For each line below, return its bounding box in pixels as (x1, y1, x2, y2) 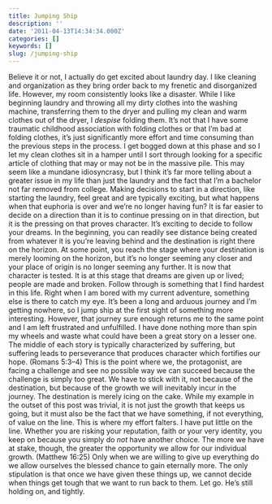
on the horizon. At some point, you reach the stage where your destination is (8, 245, 265, 254)
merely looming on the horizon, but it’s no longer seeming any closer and (8, 254, 253, 263)
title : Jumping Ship (8, 11, 79, 20)
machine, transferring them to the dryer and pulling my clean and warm (8, 106, 248, 116)
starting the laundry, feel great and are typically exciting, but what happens (8, 193, 260, 202)
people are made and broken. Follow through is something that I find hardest (8, 280, 265, 289)
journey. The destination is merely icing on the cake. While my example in (8, 392, 254, 401)
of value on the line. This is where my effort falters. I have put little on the (8, 418, 253, 427)
